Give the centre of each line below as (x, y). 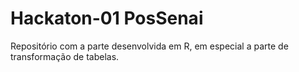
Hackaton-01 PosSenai (107, 18)
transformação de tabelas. (65, 56)
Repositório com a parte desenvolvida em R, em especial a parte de (149, 46)
